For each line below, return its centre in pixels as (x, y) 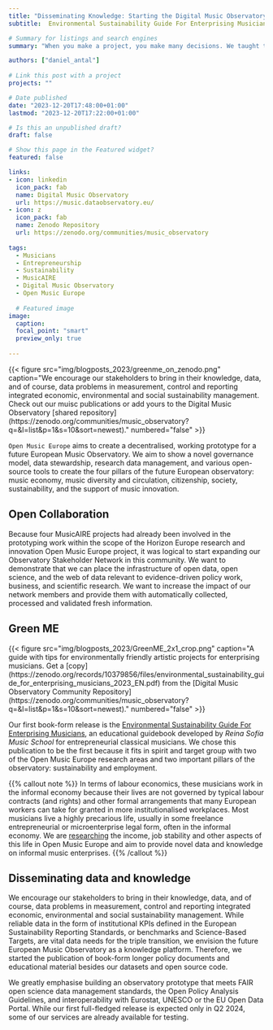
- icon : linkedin (38, 180)
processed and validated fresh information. (80, 603)
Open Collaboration (59, 515)
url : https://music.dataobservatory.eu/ (85, 203)
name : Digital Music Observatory (72, 195)
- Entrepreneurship (49, 263)
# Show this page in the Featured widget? (81, 150)
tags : (17, 248)
